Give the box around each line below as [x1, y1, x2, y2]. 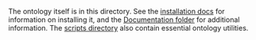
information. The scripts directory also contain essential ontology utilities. [8, 24, 249, 32]
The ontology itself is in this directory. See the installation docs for [8, 7, 225, 16]
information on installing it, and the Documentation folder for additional [8, 15, 240, 24]
